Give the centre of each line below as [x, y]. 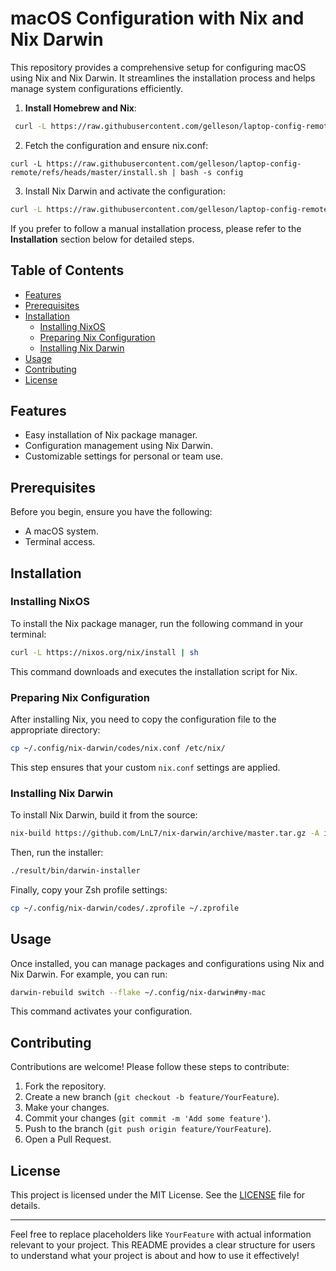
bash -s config [212, 172]
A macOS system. [61, 531]
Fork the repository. [65, 1086]
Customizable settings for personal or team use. [124, 456]
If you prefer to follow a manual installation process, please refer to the [156, 228]
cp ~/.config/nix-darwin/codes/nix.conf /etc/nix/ [118, 748]
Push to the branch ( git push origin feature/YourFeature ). [148, 1129]
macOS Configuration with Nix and [157, 18]
